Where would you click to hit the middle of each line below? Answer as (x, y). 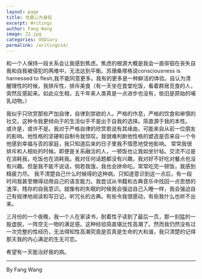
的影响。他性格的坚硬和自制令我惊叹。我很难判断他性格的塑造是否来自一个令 (101, 136)
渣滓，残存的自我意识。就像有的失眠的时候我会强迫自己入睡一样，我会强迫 (98, 189)
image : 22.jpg (24, 34)
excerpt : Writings (29, 23)
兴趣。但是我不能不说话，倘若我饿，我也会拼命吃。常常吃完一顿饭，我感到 (103, 166)
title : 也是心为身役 (29, 17)
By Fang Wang (24, 269)
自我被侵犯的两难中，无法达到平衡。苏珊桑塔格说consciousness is (99, 70)
